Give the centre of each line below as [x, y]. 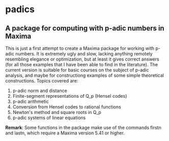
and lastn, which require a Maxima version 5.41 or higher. [65, 133]
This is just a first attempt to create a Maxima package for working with [80, 48]
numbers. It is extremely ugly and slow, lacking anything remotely [84, 54]
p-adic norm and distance [40, 91]
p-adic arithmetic [31, 101]
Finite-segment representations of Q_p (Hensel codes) [70, 96]
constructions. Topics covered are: [42, 81]
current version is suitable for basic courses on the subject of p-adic [77, 70]
